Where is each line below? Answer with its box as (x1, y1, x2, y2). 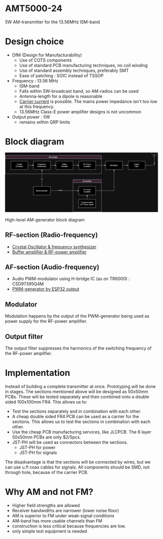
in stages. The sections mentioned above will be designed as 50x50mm (5, 388, 148, 394)
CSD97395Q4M (12, 281, 44, 287)
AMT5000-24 (5, 3, 63, 14)
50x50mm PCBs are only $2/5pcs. (12, 434, 81, 440)
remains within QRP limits (19, 119, 70, 125)
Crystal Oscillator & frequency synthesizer (12, 244, 97, 250)
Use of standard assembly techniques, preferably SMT (19, 67, 129, 73)
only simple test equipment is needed (12, 528, 87, 534)
